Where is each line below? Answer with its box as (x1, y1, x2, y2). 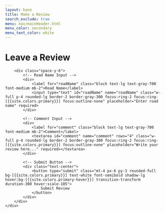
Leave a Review (5, 52, 70, 63)
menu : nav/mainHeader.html (5, 21, 61, 26)
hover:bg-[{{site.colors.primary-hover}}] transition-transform (5, 177, 141, 182)
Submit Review (40, 186, 70, 191)
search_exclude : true (5, 16, 50, 21)
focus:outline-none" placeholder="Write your (62, 142, 159, 147)
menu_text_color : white (5, 30, 55, 35)
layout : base (5, 7, 32, 12)
